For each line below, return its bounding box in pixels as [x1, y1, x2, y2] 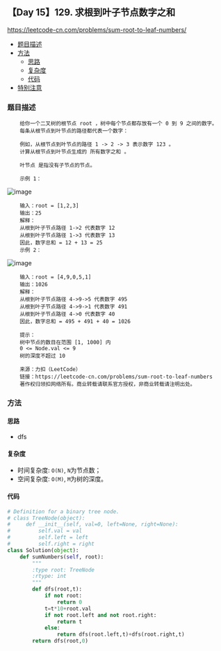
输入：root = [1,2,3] [19, 203, 79, 210]
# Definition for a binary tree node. [7, 508, 120, 515]
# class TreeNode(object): [7, 515, 85, 521]
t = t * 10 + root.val [44, 605, 92, 612]
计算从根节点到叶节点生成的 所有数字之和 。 [19, 148, 130, 155]
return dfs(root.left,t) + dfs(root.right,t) [56, 631, 186, 638]
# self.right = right [7, 540, 95, 548]
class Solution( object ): [7, 547, 79, 554]
